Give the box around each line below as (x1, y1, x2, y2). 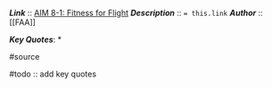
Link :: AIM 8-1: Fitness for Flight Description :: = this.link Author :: (9, 8, 263, 18)
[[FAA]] (9, 17, 36, 28)
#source (9, 52, 40, 61)
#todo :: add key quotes (9, 68, 96, 79)
